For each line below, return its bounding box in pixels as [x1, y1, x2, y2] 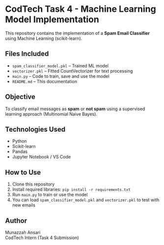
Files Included [5, 50, 49, 58]
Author [5, 216, 27, 225]
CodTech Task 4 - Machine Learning [5, 3, 156, 15]
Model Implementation [5, 14, 99, 25]
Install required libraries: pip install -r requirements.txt [12, 186, 131, 192]
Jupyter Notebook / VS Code [12, 154, 71, 160]
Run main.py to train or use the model [12, 192, 88, 198]
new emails [12, 202, 35, 208]
